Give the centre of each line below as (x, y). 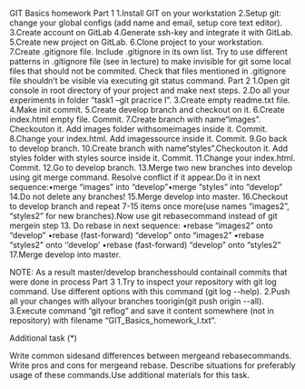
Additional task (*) (43, 338)
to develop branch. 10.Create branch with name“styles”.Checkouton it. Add (149, 148)
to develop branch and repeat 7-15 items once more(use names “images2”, (150, 206)
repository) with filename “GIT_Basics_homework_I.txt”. (113, 320)
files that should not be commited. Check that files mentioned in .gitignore (148, 71)
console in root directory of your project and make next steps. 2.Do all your (150, 90)
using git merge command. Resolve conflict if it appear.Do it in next (135, 177)
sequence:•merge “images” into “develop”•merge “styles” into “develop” (146, 187)
